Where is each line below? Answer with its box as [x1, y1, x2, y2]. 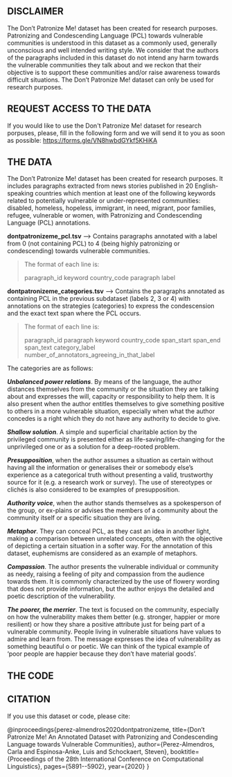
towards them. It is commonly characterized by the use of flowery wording [7, 577, 220, 586]
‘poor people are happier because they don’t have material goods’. [7, 649, 197, 658]
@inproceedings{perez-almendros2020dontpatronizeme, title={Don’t [7, 725, 206, 733]
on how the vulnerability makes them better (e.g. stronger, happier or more [7, 613, 220, 621]
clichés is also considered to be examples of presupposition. [7, 485, 180, 494]
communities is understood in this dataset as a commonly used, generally [7, 38, 217, 47]
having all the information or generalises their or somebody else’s [7, 464, 194, 472]
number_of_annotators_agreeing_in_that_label [24, 351, 155, 359]
